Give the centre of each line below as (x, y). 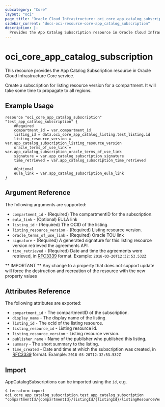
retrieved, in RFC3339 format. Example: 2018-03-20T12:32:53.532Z (79, 256)
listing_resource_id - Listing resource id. (55, 328)
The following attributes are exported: (43, 303)
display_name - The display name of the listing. (59, 318)
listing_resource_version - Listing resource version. (66, 334)
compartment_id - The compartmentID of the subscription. (70, 313)
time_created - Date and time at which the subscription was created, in (84, 349)
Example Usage (29, 106)
